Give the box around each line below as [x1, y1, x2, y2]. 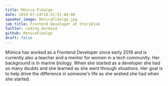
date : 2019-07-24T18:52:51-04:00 [5, 12, 75, 17]
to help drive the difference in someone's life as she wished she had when [5, 70, 159, 76]
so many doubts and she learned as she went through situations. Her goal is [5, 65, 163, 71]
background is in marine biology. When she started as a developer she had [5, 60, 160, 66]
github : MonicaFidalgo [5, 31, 53, 36]
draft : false [5, 36, 33, 41]
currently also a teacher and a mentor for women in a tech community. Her [5, 54, 160, 60]
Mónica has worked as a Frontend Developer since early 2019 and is [5, 49, 147, 55]
